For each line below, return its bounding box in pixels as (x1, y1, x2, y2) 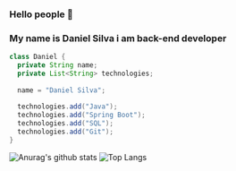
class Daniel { (9, 53, 66, 62)
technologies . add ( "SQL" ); (17, 119, 114, 128)
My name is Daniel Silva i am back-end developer (9, 31, 227, 44)
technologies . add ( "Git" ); (17, 127, 114, 137)
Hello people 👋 (9, 8, 73, 21)
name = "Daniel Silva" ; (17, 85, 105, 95)
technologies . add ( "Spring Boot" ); (17, 111, 146, 120)
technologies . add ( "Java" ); (17, 102, 118, 111)
